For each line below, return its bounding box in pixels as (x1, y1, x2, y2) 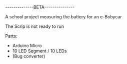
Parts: (5, 33, 17, 39)
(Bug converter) (12, 53, 45, 59)
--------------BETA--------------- (5, 4, 75, 10)
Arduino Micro (12, 43, 42, 49)
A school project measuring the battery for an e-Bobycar (5, 14, 122, 19)
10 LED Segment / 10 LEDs (12, 48, 67, 54)
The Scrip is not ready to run (5, 23, 64, 29)
